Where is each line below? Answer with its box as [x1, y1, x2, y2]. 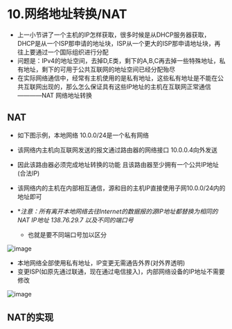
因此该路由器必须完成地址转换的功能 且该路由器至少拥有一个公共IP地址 [17, 160, 220, 168]
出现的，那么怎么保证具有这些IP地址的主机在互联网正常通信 [41, 82, 211, 91]
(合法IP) [17, 169, 40, 177]
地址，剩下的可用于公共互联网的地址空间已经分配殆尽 [23, 65, 175, 73]
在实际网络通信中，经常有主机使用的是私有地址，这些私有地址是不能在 [17, 73, 218, 82]
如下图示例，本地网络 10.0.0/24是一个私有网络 [17, 131, 149, 139]
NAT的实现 [7, 312, 54, 323]
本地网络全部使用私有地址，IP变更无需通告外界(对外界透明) [17, 258, 186, 267]
